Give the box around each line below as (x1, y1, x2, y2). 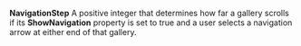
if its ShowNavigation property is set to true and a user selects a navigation (9, 17, 293, 28)
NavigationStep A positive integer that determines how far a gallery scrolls (9, 8, 290, 18)
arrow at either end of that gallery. (9, 27, 137, 37)
